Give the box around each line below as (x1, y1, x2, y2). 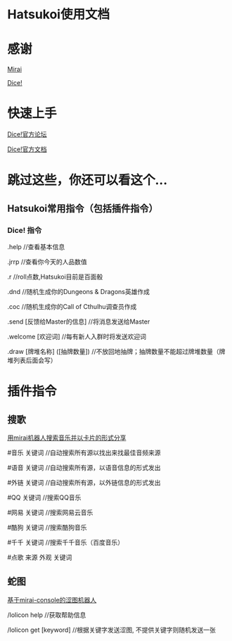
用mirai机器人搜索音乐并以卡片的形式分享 (7, 433, 127, 442)
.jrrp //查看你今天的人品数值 (7, 258, 88, 266)
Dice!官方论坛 (7, 130, 47, 139)
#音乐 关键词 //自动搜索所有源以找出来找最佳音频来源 (7, 448, 161, 457)
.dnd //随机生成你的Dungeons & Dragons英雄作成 (7, 287, 150, 296)
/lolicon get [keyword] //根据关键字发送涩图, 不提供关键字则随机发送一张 (7, 626, 217, 634)
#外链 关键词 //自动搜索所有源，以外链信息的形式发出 (7, 478, 161, 486)
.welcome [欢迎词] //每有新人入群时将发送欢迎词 (7, 332, 146, 341)
